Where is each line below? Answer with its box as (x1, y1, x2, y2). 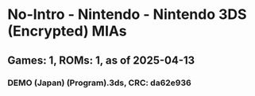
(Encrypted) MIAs (7, 22, 128, 40)
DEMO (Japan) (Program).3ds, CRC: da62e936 (7, 77, 191, 88)
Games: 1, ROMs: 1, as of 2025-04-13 (7, 54, 195, 67)
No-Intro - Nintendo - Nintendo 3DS (7, 6, 247, 24)
